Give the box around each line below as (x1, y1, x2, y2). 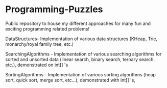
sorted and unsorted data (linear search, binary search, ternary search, (5, 56, 155, 62)
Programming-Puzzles (5, 4, 103, 15)
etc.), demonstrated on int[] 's (5, 62, 68, 68)
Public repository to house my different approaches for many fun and (5, 20, 151, 26)
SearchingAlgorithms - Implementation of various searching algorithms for (5, 51, 162, 57)
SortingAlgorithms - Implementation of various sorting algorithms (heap (5, 71, 156, 77)
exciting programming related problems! (5, 25, 90, 32)
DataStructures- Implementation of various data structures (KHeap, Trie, (5, 36, 157, 42)
